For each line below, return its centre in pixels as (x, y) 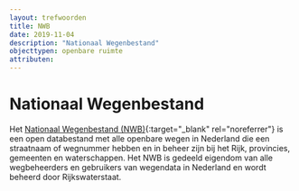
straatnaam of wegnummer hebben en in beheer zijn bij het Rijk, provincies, (150, 148)
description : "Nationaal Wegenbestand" (84, 43)
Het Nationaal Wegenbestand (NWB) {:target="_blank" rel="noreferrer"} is (146, 129)
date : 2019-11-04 (42, 34)
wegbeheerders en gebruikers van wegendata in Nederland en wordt (138, 167)
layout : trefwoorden (48, 18)
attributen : (32, 59)
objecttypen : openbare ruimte (66, 51)
